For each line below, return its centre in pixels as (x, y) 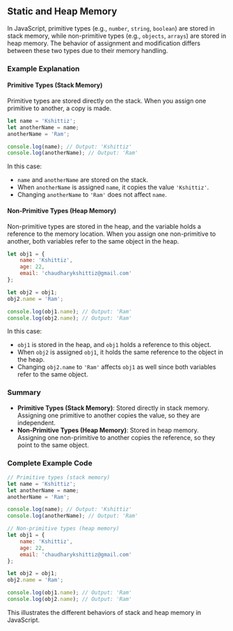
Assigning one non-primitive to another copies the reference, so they (116, 437)
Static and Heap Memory (62, 12)
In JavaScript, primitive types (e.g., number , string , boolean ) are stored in (111, 28)
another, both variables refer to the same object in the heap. (93, 241)
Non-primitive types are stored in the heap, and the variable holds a (104, 226)
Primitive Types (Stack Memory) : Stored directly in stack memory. (113, 408)
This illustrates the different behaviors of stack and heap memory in (104, 612)
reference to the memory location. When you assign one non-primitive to (112, 234)
